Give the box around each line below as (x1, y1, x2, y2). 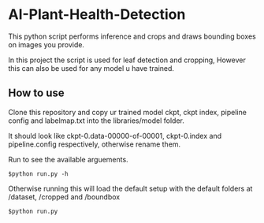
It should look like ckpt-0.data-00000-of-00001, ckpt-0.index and (8, 131, 222, 140)
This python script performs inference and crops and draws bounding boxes (8, 32, 256, 41)
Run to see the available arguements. (8, 154, 128, 164)
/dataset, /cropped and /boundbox (8, 191, 121, 202)
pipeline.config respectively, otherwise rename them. (8, 139, 181, 149)
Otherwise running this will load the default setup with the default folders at (8, 184, 253, 193)
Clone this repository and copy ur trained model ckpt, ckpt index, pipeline (8, 107, 247, 117)
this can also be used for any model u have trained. (8, 63, 175, 72)
